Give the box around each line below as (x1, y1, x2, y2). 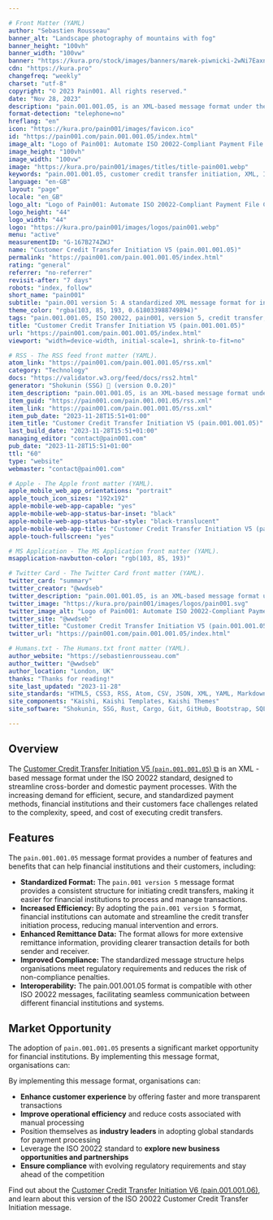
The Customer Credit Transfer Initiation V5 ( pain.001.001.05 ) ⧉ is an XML (8, 764, 254, 773)
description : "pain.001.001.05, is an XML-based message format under (8, 102, 253, 111)
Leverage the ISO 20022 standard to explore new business (19, 1144, 221, 1153)
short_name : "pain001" (8, 291, 85, 299)
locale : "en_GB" (8, 193, 63, 201)
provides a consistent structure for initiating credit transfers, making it (19, 886, 254, 895)
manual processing (19, 1118, 84, 1127)
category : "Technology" (8, 367, 89, 375)
